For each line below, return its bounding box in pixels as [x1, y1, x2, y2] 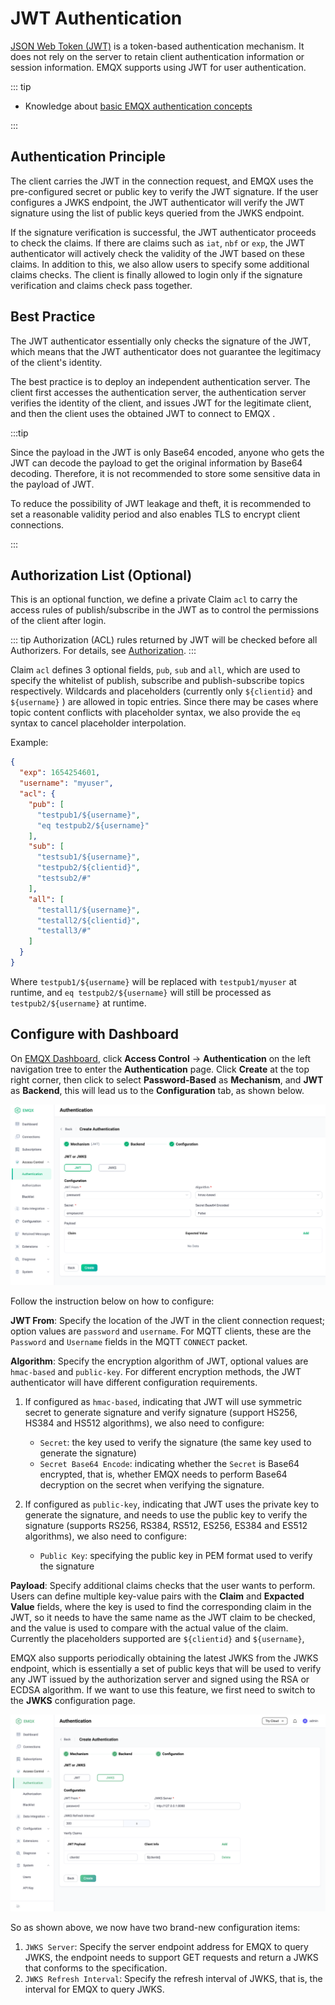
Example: [10, 737, 49, 749]
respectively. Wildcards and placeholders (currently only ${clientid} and [10, 685, 313, 697]
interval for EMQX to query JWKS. [24, 1983, 165, 1995]
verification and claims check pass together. [10, 279, 193, 291]
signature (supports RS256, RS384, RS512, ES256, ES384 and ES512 [24, 1519, 308, 1531]
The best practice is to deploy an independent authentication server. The [10, 375, 311, 387]
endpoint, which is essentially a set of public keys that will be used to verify [10, 1662, 322, 1674]
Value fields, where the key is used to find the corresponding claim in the [10, 1600, 312, 1612]
